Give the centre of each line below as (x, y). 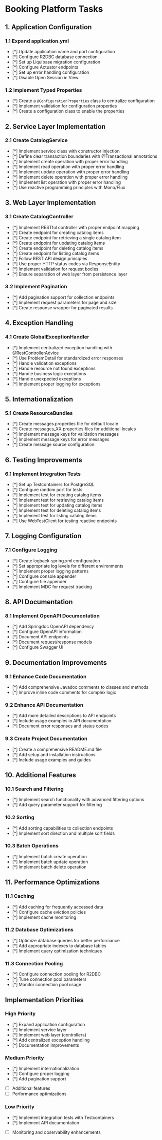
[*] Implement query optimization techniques (57, 950)
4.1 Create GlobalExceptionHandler (47, 337)
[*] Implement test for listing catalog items (54, 515)
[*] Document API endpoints (40, 637)
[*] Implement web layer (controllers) (49, 1034)
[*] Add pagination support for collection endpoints (63, 297)
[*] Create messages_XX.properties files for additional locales (74, 429)
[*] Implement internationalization (45, 1069)
